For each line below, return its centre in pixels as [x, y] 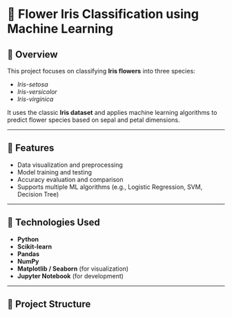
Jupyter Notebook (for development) [70, 275]
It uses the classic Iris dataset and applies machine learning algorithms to [112, 112]
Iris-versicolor [37, 92]
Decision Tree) [38, 194]
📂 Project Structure [49, 304]
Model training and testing [54, 172]
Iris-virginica [35, 99]
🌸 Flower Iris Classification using [103, 14]
